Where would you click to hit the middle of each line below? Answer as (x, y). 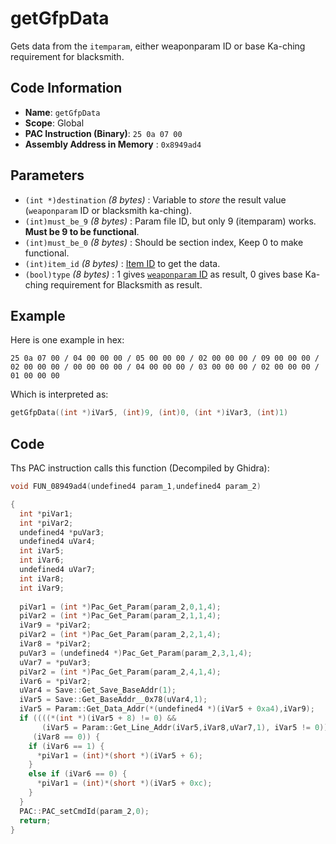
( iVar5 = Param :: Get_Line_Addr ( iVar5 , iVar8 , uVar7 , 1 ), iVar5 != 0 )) (185, 727)
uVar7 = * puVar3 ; (55, 662)
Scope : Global (54, 123)
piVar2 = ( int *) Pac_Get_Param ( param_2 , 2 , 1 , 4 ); (120, 635)
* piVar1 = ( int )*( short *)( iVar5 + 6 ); (119, 755)
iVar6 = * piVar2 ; (55, 681)
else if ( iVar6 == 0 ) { (78, 774)
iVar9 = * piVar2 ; (55, 625)
